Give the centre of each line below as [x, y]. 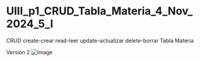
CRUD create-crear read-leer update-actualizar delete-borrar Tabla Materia [100, 40]
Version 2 [18, 52]
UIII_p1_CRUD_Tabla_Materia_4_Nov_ [99, 11]
